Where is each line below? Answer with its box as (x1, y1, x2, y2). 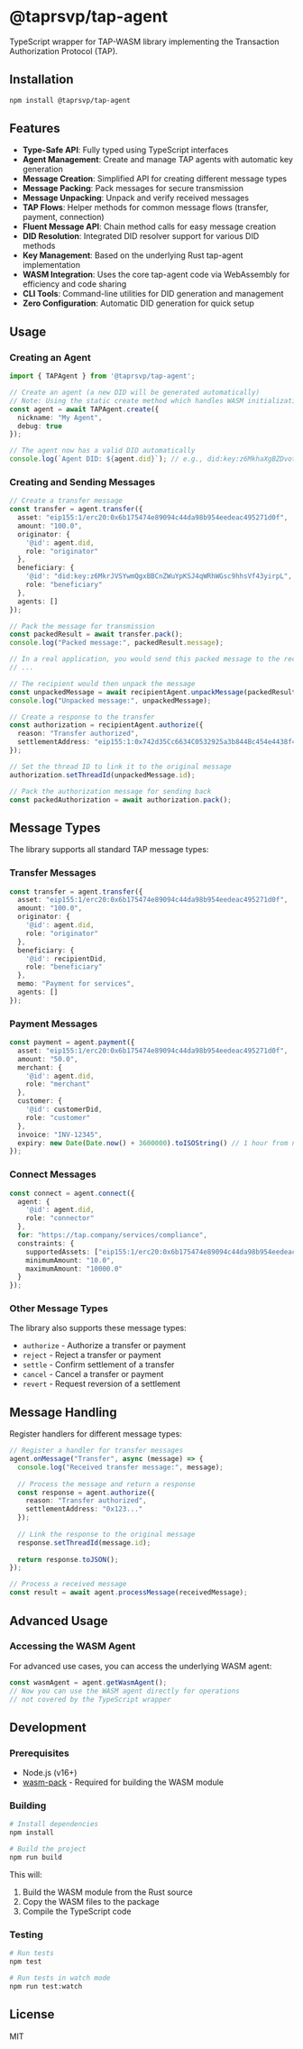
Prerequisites (9, 1747, 69, 1760)
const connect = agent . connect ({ (9, 1189, 135, 1198)
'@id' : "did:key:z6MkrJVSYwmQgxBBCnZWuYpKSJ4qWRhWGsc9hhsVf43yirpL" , (25, 572, 293, 581)
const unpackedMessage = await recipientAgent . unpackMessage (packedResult (9, 687, 297, 696)
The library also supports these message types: (9, 1323, 187, 1334)
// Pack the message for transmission (9, 621, 155, 630)
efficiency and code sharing (22, 279, 127, 289)
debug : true (17, 421, 63, 430)
